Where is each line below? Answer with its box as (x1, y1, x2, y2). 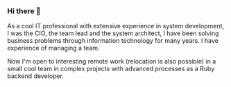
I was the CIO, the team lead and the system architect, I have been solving (7, 29, 219, 37)
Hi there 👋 (7, 6, 42, 16)
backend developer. (7, 72, 65, 80)
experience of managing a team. (7, 44, 100, 52)
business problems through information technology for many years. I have (7, 37, 219, 45)
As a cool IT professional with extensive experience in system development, (7, 22, 224, 30)
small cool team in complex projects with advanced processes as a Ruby (7, 65, 215, 73)
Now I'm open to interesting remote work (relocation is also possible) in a (7, 57, 216, 66)
